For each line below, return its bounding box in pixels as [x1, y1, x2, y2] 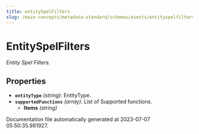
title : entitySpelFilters [6, 8, 70, 15]
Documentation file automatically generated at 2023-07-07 [6, 116, 150, 123]
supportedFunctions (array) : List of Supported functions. [14, 98, 152, 105]
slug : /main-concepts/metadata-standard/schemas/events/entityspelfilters [6, 14, 195, 20]
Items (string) [23, 104, 57, 112]
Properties [6, 76, 46, 86]
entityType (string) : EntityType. [14, 92, 91, 99]
